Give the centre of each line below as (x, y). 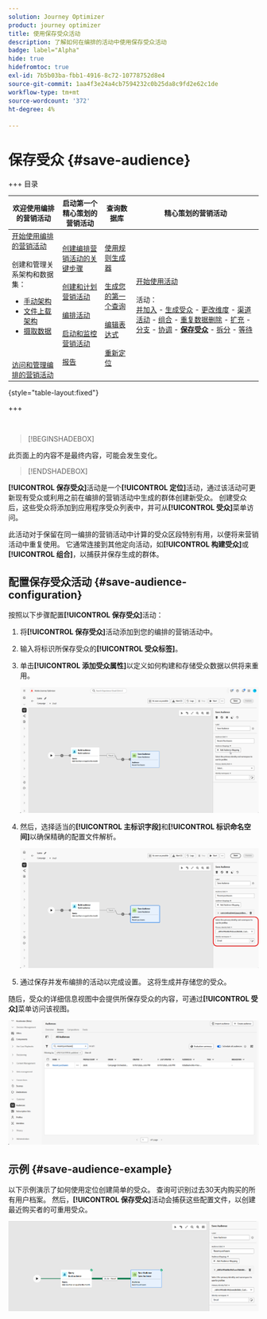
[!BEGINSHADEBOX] (61, 439)
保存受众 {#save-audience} (99, 160)
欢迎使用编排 (33, 208)
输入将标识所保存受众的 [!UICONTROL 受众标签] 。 (101, 649)
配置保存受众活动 (50, 582)
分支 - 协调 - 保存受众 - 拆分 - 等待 (194, 329)
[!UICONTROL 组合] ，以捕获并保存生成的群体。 (86, 554)
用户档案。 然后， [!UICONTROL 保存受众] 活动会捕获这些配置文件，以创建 (135, 1200)
